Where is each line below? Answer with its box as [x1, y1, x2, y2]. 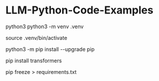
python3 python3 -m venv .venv [5, 23, 84, 30]
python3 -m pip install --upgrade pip [5, 45, 95, 53]
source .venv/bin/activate [5, 34, 67, 41]
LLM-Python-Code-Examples [5, 4, 154, 17]
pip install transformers [5, 57, 62, 64]
